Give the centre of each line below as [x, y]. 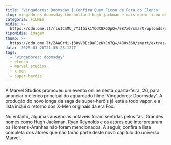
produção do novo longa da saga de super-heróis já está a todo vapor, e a [83, 101]
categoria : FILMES [25, 19]
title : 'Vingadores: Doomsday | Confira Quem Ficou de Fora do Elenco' [83, 10]
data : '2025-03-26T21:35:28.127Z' [42, 48]
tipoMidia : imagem [25, 33]
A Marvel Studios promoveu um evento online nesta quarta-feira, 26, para [82, 90]
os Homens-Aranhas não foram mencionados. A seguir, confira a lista [78, 127]
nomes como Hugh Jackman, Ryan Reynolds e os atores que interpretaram [84, 122]
